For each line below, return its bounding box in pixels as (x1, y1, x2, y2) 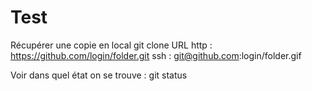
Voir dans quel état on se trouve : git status (10, 69, 188, 81)
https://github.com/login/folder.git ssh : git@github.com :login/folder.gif (10, 49, 302, 61)
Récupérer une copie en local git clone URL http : (10, 39, 213, 51)
